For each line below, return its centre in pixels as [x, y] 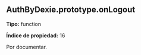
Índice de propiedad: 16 [36, 35]
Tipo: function [24, 24]
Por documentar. [27, 47]
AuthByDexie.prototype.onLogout [71, 10]
